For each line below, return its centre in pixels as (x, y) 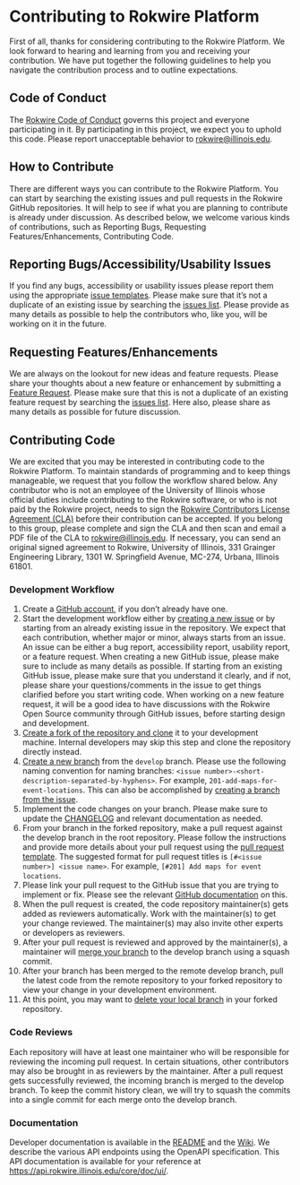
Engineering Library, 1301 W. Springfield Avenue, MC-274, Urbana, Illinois (144, 557)
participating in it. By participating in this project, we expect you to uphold (146, 129)
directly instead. (52, 752)
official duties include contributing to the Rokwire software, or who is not (143, 500)
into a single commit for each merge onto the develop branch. (123, 1099)
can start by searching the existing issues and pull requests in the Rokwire (146, 198)
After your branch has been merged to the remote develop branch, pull (153, 971)
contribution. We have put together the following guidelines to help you (140, 60)
